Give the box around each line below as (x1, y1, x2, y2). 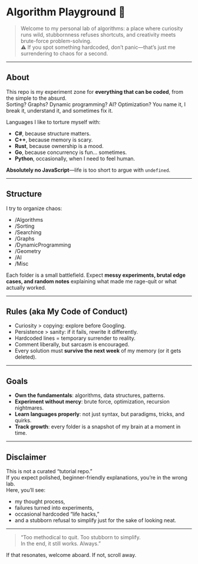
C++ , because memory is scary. (14, 136, 93, 143)
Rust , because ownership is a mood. (14, 142, 104, 149)
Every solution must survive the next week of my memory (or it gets (14, 347, 181, 355)
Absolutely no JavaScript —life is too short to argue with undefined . (6, 166, 171, 173)
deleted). (14, 353, 37, 360)
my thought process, (14, 498, 65, 505)
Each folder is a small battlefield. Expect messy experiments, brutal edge (6, 271, 186, 278)
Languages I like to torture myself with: (6, 118, 101, 126)
